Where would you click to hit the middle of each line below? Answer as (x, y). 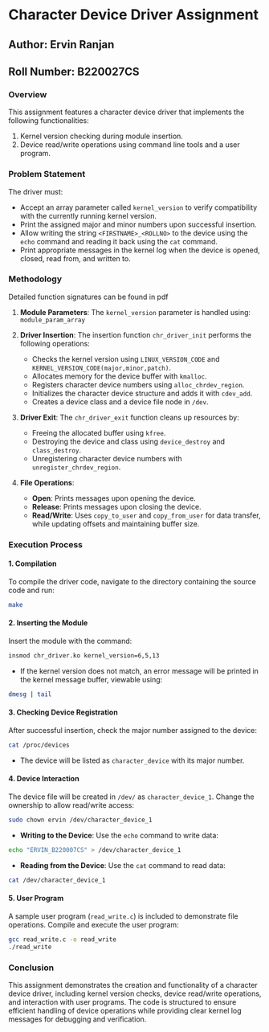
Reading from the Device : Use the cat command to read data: (123, 865)
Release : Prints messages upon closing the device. (117, 506)
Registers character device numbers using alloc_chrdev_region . (138, 384)
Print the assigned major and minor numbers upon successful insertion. (138, 224)
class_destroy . (57, 450)
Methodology (35, 279)
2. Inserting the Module (48, 623)
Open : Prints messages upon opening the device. (114, 498)
